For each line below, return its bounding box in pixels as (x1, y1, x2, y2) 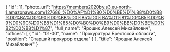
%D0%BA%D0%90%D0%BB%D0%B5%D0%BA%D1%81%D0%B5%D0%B (5, 15, 164, 20)
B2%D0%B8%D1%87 (5, 25, 51, 31)
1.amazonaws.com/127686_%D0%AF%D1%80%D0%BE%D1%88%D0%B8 (5, 9, 162, 15)
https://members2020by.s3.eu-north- (53, 4, 132, 10)
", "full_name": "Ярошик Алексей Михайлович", (50, 25, 151, 31)
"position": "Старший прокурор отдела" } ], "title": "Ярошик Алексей (5, 36, 152, 42)
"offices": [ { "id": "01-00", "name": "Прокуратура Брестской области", (5, 31, 156, 36)
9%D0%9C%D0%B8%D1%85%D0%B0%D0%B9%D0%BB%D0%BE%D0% (5, 20, 165, 26)
